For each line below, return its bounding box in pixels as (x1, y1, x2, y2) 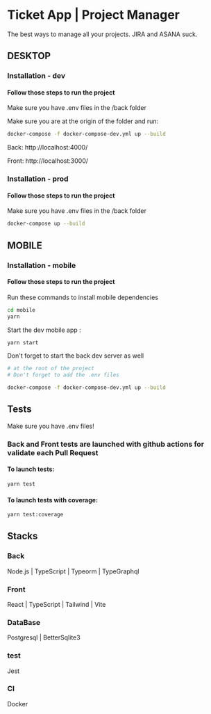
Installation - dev (7, 71, 66, 81)
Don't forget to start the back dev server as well (7, 351, 144, 360)
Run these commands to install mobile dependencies (7, 293, 158, 301)
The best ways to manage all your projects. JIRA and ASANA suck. (7, 30, 198, 38)
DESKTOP (7, 50, 51, 62)
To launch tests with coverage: (7, 495, 99, 504)
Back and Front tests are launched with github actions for (7, 439, 205, 449)
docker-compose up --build (7, 220, 85, 228)
